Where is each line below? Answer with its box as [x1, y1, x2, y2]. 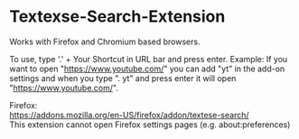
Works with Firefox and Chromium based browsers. [9, 36, 201, 47]
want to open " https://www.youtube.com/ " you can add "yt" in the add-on [9, 63, 285, 74]
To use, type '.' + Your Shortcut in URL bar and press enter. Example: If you [9, 53, 288, 64]
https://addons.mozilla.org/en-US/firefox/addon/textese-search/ [9, 109, 249, 120]
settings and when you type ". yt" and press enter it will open [9, 72, 237, 83]
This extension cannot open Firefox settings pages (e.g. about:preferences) [9, 119, 291, 130]
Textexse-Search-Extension [9, 6, 226, 27]
